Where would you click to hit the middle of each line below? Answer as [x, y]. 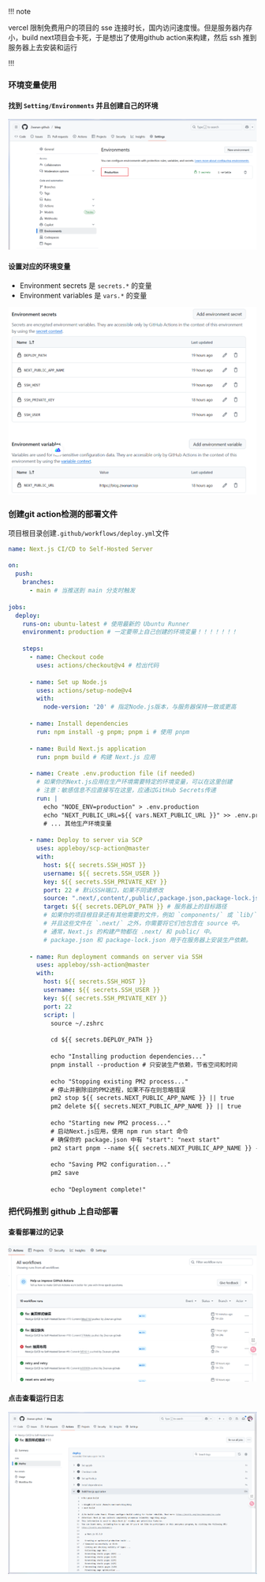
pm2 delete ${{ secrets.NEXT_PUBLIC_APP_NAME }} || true [146, 1107]
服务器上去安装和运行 [43, 47]
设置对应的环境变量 [39, 266]
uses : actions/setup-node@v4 [84, 690]
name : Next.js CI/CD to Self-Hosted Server [81, 549]
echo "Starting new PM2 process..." [110, 1124]
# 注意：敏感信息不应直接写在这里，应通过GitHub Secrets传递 [127, 791]
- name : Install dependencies [78, 724]
